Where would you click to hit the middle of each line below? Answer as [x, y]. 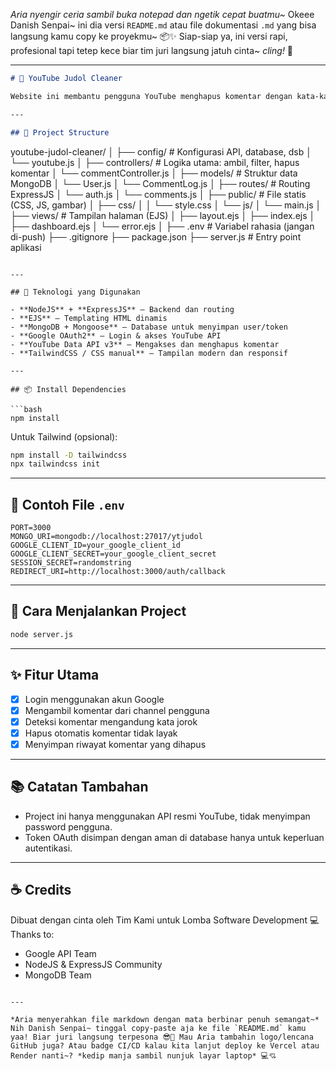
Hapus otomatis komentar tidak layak [101, 733]
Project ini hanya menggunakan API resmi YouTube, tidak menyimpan [167, 816]
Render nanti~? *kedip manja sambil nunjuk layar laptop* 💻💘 [143, 1055]
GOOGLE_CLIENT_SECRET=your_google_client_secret [113, 554]
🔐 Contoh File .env [67, 504]
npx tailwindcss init [55, 464]
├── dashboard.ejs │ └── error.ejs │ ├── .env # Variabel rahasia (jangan [162, 226]
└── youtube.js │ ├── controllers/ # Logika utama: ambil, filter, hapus [155, 162]
